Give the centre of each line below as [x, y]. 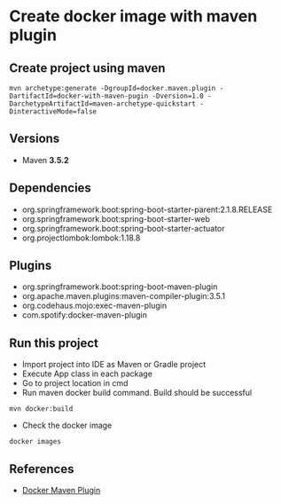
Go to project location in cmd [75, 383]
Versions [35, 139]
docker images [35, 442]
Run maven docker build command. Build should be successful [137, 393]
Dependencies [50, 188]
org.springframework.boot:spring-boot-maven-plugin [120, 287]
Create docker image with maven [133, 16]
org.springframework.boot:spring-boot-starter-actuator [123, 228]
